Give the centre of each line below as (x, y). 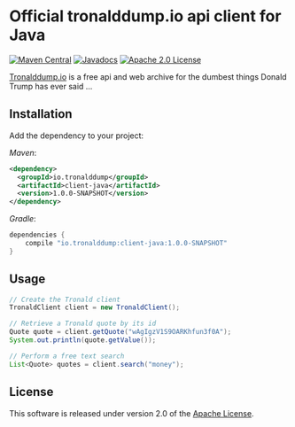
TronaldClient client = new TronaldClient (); (94, 307)
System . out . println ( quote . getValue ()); (83, 340)
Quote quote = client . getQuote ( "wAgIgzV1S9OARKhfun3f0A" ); (120, 332)
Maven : (23, 152)
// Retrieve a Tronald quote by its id (83, 324)
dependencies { (37, 235)
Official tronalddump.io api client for (145, 16)
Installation (41, 114)
